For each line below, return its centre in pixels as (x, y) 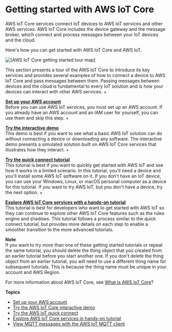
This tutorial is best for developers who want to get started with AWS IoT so (85, 208)
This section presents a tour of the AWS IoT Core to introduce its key (78, 70)
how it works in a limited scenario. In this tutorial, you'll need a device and (83, 170)
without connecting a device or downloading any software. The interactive (84, 139)
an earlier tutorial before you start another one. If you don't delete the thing (84, 256)
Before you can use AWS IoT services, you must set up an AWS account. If (84, 107)
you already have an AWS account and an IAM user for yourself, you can (82, 112)
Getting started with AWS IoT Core (80, 9)
